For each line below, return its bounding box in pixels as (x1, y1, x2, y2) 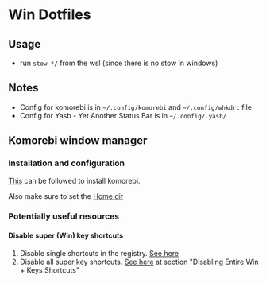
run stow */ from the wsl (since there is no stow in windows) (19, 58, 218, 68)
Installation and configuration (8, 157, 125, 169)
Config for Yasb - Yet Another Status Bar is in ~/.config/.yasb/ (19, 110, 227, 120)
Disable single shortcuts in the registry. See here (19, 248, 179, 258)
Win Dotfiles (8, 6, 91, 24)
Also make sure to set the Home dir (8, 191, 124, 200)
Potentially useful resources (8, 211, 120, 222)
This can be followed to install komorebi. (8, 176, 141, 185)
